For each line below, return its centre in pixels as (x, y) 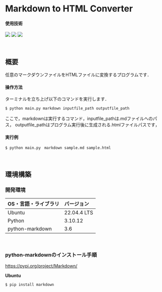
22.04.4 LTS (79, 213)
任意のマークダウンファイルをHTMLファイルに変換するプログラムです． (79, 75)
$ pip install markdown (30, 285)
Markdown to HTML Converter (69, 9)
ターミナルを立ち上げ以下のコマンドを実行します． (57, 99)
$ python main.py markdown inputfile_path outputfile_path (67, 108)
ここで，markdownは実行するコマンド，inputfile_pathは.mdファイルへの (79, 119)
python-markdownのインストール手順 (51, 255)
